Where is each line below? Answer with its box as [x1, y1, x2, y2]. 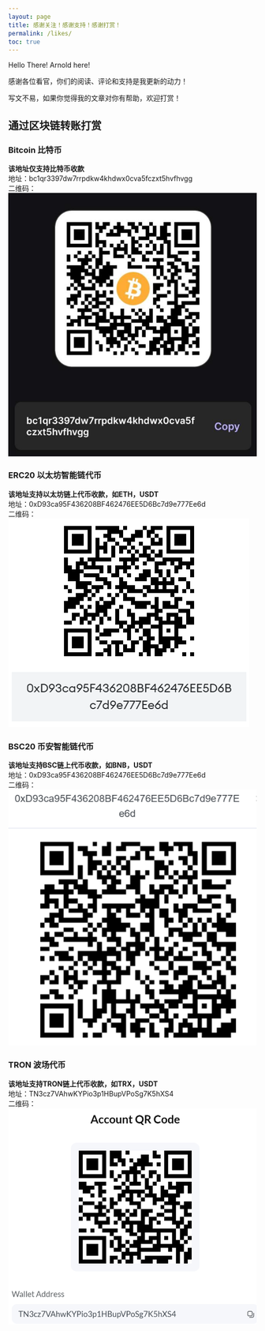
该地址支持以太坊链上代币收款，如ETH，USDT [8, 489, 159, 499]
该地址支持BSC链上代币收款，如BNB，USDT [8, 760, 153, 770]
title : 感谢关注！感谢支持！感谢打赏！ [8, 21, 121, 29]
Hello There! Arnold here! [8, 60, 91, 70]
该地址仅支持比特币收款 [8, 163, 84, 173]
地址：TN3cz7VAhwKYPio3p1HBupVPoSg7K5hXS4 [8, 1089, 174, 1098]
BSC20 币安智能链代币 [8, 740, 95, 752]
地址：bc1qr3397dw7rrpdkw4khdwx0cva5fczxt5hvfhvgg [8, 174, 193, 183]
